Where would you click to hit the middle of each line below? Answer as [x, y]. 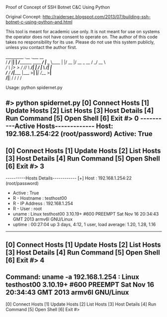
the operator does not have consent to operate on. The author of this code [82, 37]
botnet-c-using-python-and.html [39, 22]
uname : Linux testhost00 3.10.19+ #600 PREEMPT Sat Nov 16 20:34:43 [86, 214]
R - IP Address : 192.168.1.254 [43, 204]
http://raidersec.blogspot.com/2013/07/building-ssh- [96, 17]
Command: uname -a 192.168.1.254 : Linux [72, 277]
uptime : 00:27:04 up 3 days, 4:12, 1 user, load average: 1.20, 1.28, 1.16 [84, 225]
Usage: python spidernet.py [34, 88]
